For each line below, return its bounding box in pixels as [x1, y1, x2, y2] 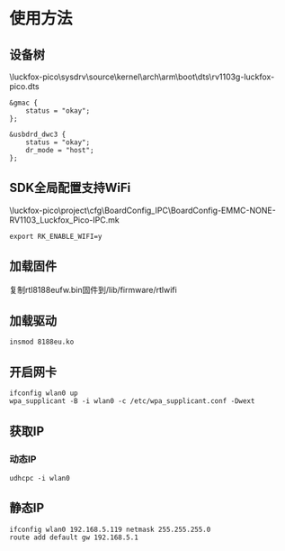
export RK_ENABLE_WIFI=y [9, 232, 102, 241]
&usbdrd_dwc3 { [9, 130, 67, 139]
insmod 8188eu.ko [9, 337, 75, 347]
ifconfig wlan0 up [9, 389, 78, 398]
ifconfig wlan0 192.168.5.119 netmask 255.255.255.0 [9, 525, 211, 534]
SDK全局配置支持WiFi [9, 180, 131, 196]
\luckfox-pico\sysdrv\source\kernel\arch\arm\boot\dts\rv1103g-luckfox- [9, 71, 275, 82]
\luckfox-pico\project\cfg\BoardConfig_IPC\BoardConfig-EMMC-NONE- [9, 205, 276, 216]
